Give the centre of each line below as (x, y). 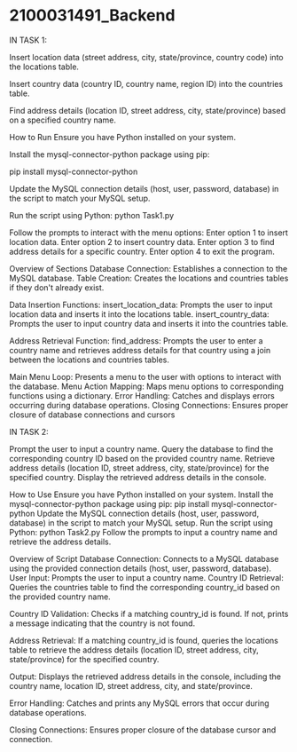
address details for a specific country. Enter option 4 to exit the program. (142, 251)
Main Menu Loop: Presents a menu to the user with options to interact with (145, 376)
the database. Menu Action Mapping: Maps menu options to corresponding (146, 386)
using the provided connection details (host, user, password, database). (141, 568)
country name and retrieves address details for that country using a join (140, 350)
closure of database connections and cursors (92, 415)
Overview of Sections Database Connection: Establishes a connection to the (148, 268)
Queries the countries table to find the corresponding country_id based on (145, 587)
